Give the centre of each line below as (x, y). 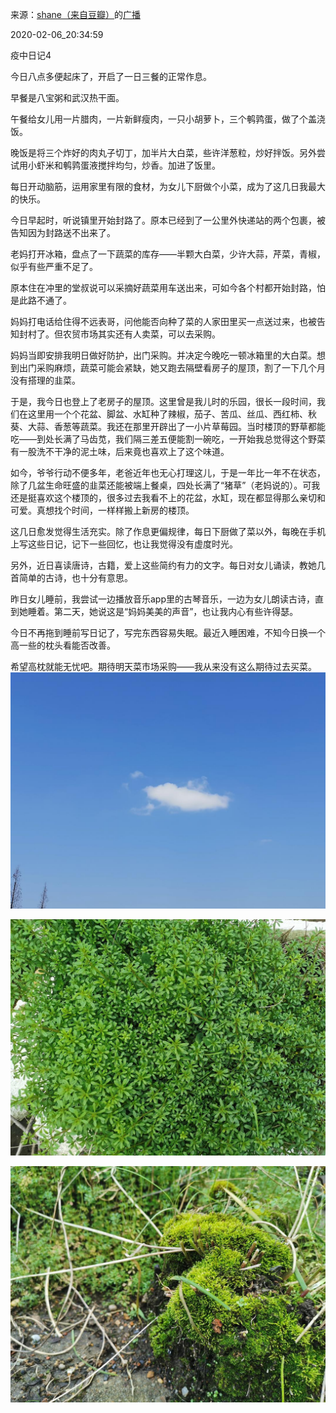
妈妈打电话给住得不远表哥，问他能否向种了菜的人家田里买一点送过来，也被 (163, 321)
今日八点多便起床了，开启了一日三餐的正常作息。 (111, 76)
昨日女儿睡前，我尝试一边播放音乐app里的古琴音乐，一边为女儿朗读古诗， (163, 599)
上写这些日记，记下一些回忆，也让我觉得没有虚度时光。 (124, 544)
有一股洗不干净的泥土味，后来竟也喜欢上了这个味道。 (120, 451)
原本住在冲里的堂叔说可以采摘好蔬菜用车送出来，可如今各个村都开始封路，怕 (168, 287)
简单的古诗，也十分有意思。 (75, 577)
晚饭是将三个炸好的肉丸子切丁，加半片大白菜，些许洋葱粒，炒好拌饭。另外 (163, 152)
